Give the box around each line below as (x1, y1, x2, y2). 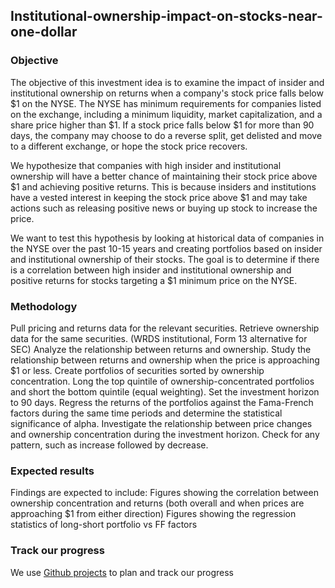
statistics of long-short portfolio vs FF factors (10, 519, 198, 531)
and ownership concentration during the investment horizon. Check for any (10, 428, 320, 440)
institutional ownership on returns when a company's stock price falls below (10, 87, 324, 99)
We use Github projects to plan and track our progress (10, 566, 234, 578)
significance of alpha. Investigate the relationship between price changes (10, 417, 313, 429)
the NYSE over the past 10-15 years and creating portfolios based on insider (10, 242, 323, 254)
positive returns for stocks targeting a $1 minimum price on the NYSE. (10, 274, 298, 286)
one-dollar (10, 24, 78, 41)
